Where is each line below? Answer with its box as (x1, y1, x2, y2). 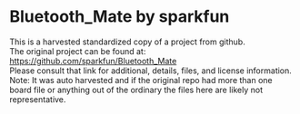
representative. (9, 93, 66, 105)
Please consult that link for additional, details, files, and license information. (9, 65, 293, 76)
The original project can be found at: (9, 45, 146, 56)
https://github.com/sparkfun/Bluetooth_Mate (9, 55, 177, 66)
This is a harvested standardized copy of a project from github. (9, 36, 245, 47)
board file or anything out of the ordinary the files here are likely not (9, 84, 264, 95)
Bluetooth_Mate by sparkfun (9, 6, 230, 27)
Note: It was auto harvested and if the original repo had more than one (9, 74, 273, 85)
